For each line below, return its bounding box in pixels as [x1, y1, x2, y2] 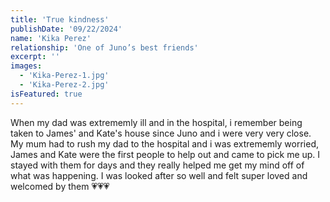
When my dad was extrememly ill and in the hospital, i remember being [10, 116, 303, 128]
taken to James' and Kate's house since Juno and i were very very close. [10, 127, 312, 139]
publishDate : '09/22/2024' [10, 24, 123, 34]
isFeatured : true [10, 89, 83, 99]
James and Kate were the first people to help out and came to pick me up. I [10, 148, 321, 160]
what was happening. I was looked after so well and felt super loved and [10, 169, 308, 181]
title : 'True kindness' [10, 14, 110, 25]
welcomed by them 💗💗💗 [10, 180, 110, 192]
